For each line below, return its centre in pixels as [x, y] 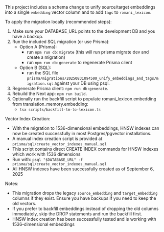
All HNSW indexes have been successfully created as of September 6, [83, 169]
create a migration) [46, 57]
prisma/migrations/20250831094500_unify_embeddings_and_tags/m [93, 78]
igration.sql [40, 84]
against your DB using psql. [82, 83]
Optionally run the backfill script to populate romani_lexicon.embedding [84, 99]
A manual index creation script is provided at [57, 139]
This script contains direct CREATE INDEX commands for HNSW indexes [85, 149]
